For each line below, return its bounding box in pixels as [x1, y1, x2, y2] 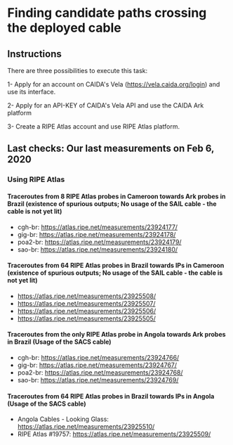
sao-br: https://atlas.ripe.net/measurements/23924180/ [17, 245, 178, 254]
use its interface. [7, 88, 56, 96]
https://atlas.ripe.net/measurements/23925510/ [17, 423, 155, 431]
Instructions [7, 48, 62, 60]
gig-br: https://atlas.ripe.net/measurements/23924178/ [17, 230, 176, 238]
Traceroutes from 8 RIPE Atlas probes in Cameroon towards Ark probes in [7, 192, 226, 200]
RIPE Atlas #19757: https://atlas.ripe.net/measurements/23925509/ [17, 430, 211, 439]
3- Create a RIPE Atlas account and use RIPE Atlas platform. [7, 122, 180, 131]
